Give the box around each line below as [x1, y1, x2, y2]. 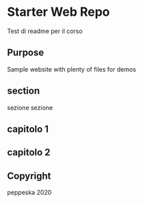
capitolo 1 [7, 123, 49, 135]
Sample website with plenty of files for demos [7, 65, 137, 73]
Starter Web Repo [7, 4, 110, 20]
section [7, 85, 40, 97]
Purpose [7, 47, 44, 58]
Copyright [7, 170, 51, 182]
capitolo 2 [7, 147, 51, 158]
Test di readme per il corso [7, 27, 83, 35]
